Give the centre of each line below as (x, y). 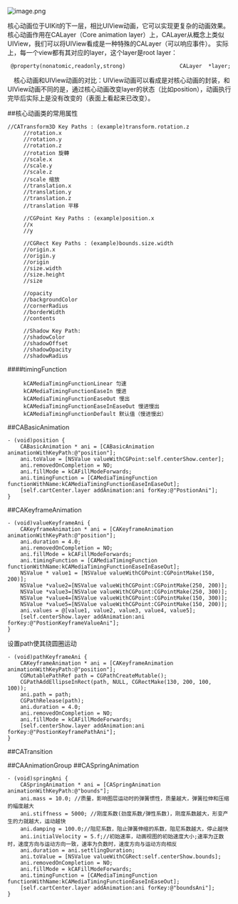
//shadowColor (44, 337)
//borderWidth (44, 312)
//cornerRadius (46, 306)
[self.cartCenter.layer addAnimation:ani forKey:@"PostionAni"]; (119, 490)
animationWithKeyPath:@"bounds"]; (59, 791)
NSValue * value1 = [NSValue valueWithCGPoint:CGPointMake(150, (118, 573)
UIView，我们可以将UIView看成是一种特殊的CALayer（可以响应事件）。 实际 (118, 44)
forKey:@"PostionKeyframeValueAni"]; (63, 623)
